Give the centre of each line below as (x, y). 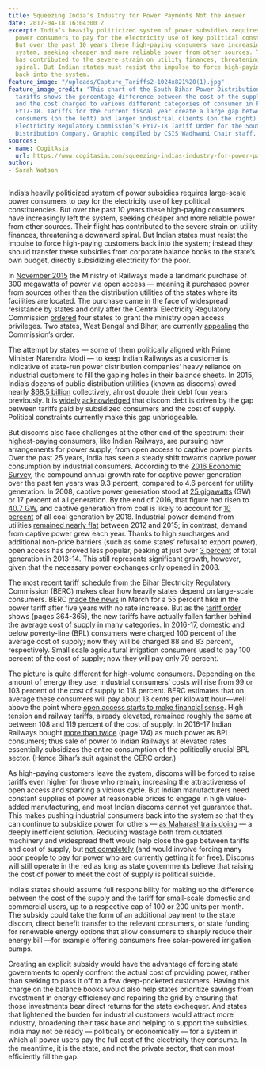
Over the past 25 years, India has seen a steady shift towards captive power (132, 458)
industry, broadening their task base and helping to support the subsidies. (129, 1023)
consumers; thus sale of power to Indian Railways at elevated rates (118, 741)
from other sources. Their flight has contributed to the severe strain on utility (133, 226)
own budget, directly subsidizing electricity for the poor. (100, 260)
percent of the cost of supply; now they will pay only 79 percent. (114, 658)
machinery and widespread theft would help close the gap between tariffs (129, 840)
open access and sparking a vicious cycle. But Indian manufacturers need (129, 790)
